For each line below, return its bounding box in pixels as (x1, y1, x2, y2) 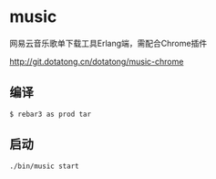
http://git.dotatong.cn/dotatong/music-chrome (9, 56, 184, 67)
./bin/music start (9, 162, 79, 171)
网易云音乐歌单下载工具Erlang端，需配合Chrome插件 (9, 37, 208, 48)
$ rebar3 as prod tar (9, 110, 92, 119)
